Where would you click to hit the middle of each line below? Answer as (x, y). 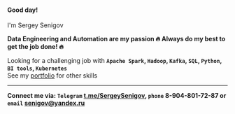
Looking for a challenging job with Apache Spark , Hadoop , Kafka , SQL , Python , (115, 61)
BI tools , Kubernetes (37, 68)
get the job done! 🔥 (36, 47)
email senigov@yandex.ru (46, 103)
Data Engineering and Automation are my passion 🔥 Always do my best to (116, 39)
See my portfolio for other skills (52, 76)
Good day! (23, 10)
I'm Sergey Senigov (36, 25)
